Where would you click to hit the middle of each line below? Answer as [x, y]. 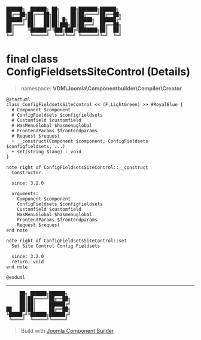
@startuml [19, 99]
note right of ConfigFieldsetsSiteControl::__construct [77, 167]
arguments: [25, 193]
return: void [28, 262]
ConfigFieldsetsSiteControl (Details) [98, 72]
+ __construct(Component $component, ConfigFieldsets [80, 141]
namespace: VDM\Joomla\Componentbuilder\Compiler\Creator [101, 88]
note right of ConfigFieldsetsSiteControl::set [67, 241]
